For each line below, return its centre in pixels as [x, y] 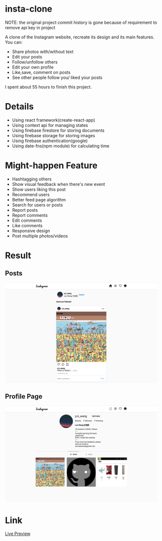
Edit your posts [27, 56]
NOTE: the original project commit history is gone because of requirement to [81, 22]
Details [19, 107]
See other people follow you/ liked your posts [57, 77]
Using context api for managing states [50, 125]
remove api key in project [30, 27]
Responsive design [31, 231]
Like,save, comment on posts [41, 72]
